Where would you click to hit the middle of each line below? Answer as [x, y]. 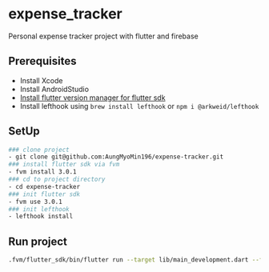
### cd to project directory [57, 180]
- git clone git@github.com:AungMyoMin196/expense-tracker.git [116, 157]
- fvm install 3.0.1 [43, 172]
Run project [38, 241]
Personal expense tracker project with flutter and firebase [103, 36]
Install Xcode [41, 80]
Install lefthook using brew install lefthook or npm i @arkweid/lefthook [139, 106]
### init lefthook [39, 209]
